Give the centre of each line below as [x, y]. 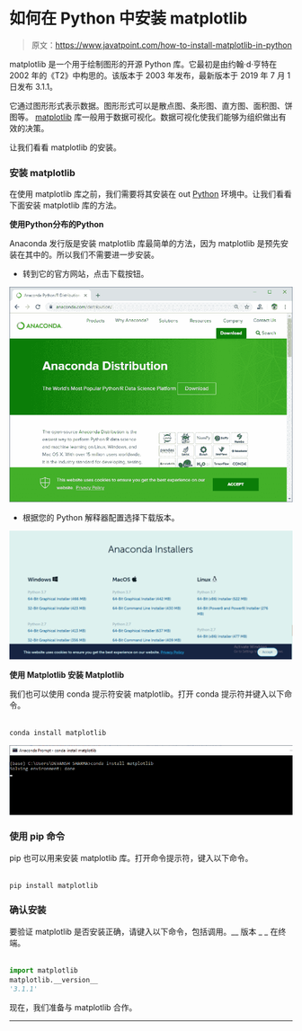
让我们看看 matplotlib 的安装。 [65, 147]
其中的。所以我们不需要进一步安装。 [92, 255]
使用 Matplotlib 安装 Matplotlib [67, 675]
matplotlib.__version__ [54, 980]
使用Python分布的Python [57, 225]
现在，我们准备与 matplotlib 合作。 [73, 1008]
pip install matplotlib [54, 885]
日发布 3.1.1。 [34, 86]
